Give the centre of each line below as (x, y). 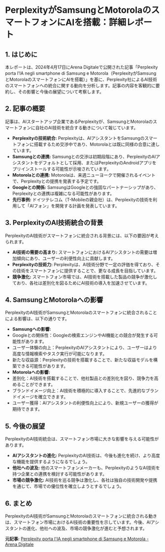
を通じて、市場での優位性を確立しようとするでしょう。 (68, 486)
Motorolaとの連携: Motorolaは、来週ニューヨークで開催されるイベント (84, 175)
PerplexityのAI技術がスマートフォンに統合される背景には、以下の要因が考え (82, 235)
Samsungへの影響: (32, 329)
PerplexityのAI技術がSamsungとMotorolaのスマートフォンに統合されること (81, 312)
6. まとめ (19, 503)
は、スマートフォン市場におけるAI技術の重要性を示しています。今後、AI (78, 522)
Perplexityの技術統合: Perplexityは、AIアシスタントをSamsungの (78, 138)
